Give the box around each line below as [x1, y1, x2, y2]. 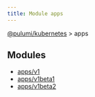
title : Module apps [7, 10, 64, 17]
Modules [7, 49, 46, 61]
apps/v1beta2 [17, 82, 57, 91]
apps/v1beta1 [17, 75, 55, 83]
